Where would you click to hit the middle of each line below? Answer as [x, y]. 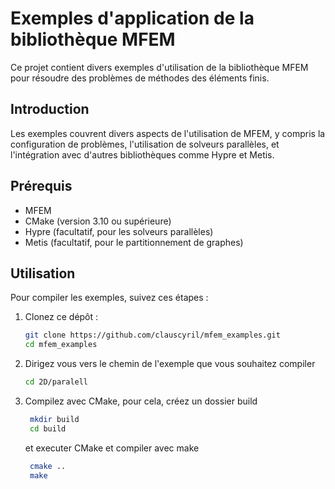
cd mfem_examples [61, 345]
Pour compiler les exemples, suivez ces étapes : [109, 298]
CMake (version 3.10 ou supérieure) [98, 221]
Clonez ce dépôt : [61, 317]
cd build [48, 428]
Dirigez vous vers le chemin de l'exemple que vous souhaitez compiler [170, 364]
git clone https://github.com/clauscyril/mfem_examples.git [152, 335]
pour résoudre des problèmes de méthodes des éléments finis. [140, 78]
